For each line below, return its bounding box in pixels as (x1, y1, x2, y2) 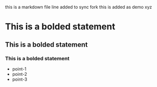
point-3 (12, 76, 27, 82)
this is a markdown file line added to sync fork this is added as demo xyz (5, 4, 152, 10)
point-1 (12, 66, 26, 72)
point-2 (12, 71, 27, 77)
